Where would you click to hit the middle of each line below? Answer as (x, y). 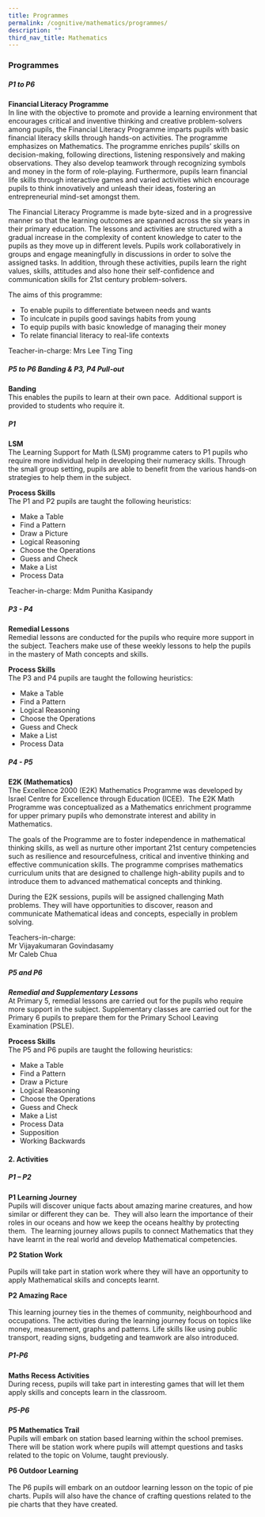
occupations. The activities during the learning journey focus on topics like (130, 1321)
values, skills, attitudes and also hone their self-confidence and (112, 271)
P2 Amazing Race (38, 1295)
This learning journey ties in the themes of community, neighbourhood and (130, 1312)
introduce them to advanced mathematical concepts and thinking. (115, 882)
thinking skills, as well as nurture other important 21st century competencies (132, 848)
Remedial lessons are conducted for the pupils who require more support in (131, 638)
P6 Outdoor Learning (44, 1471)
